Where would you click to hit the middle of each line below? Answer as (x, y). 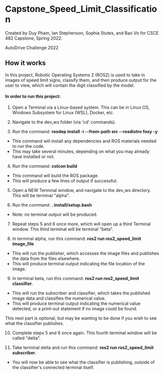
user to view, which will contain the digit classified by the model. (70, 85)
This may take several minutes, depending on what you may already (81, 151)
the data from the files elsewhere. (46, 258)
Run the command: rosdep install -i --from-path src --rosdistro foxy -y (85, 131)
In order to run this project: (33, 96)
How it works (25, 63)
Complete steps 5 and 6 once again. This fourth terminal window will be (84, 333)
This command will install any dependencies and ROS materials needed (84, 141)
